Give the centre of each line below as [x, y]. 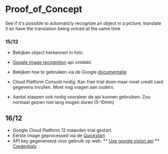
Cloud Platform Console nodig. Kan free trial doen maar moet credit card [88, 82]
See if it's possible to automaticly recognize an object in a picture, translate [83, 23]
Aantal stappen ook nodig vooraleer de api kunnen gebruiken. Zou [81, 97]
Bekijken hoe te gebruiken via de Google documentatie [70, 72]
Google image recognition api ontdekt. [52, 62]
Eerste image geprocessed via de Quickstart [59, 136]
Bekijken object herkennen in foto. [48, 53]
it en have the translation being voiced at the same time [63, 28]
